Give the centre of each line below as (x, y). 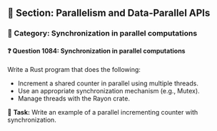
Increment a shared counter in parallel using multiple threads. (108, 83)
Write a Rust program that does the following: (74, 69)
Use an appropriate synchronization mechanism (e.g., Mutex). (108, 90)
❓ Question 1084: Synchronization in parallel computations (96, 51)
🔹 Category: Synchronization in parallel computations (102, 33)
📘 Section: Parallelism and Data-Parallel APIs (109, 13)
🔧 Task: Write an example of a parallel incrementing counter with (103, 112)
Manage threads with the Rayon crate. (74, 98)
